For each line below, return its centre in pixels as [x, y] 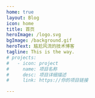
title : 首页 [20, 29]
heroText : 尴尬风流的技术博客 [40, 47]
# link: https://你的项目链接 [47, 80]
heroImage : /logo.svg [34, 35]
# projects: [21, 58]
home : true [20, 12]
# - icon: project [33, 63]
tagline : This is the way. [40, 52]
